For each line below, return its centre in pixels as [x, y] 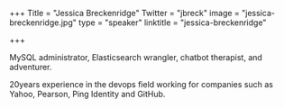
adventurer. [31, 67]
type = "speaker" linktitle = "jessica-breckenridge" [172, 22]
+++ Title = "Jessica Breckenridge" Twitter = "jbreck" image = [125, 13]
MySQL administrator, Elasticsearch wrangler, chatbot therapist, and [136, 57]
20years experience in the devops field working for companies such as [141, 84]
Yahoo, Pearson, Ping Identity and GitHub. [87, 94]
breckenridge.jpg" [43, 22]
